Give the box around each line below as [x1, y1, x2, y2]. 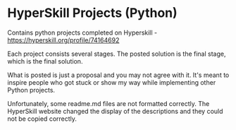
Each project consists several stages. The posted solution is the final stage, [7, 49, 226, 58]
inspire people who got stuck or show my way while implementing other [7, 78, 216, 86]
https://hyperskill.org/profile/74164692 [7, 35, 120, 44]
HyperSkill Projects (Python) [7, 5, 178, 21]
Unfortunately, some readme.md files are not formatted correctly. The [7, 99, 210, 107]
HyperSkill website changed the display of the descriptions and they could [7, 107, 223, 115]
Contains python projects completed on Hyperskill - [7, 28, 158, 37]
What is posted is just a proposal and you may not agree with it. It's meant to [7, 71, 230, 79]
